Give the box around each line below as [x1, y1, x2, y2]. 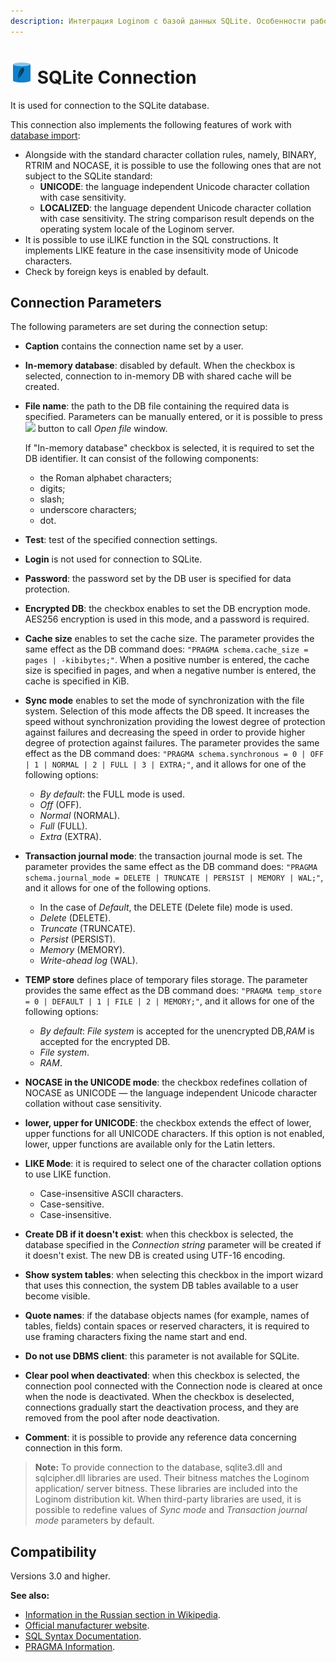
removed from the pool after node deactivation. [24, 1412, 220, 1424]
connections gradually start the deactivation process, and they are [24, 1401, 299, 1414]
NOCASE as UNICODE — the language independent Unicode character [24, 1087, 318, 1099]
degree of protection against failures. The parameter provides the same [24, 737, 320, 749]
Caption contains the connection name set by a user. [24, 340, 244, 352]
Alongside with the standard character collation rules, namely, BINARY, [24, 148, 317, 160]
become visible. [24, 1290, 91, 1302]
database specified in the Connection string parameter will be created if [24, 1239, 322, 1251]
